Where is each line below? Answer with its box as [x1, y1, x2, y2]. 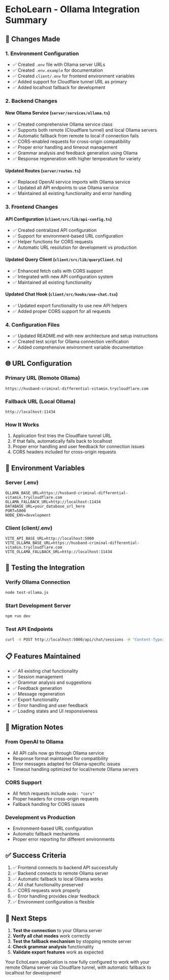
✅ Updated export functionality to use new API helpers [12, 302, 127, 308]
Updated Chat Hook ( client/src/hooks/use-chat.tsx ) [5, 291, 118, 297]
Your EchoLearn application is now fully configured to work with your [5, 959, 150, 965]
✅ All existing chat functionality [12, 668, 79, 674]
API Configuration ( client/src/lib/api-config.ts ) [5, 216, 112, 222]
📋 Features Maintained [5, 652, 81, 660]
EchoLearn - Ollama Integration [5, 4, 140, 15]
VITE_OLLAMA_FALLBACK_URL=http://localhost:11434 [5, 550, 113, 555]
